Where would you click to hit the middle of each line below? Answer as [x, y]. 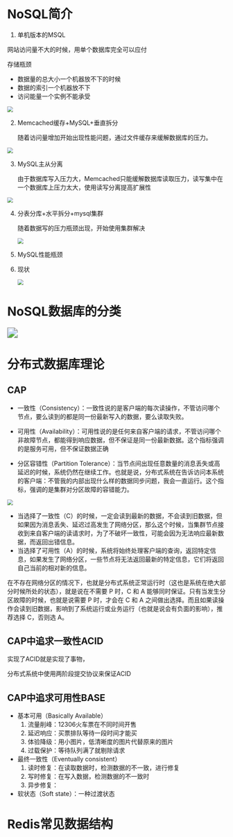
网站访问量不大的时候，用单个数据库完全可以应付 [77, 49]
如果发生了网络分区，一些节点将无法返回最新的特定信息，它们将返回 [127, 559]
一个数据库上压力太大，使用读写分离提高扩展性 [84, 187]
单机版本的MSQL [41, 35]
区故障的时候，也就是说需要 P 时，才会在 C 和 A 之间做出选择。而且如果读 [113, 600]
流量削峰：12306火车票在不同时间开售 [82, 725]
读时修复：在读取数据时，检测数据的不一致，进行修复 [104, 768]
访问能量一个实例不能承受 [54, 96]
